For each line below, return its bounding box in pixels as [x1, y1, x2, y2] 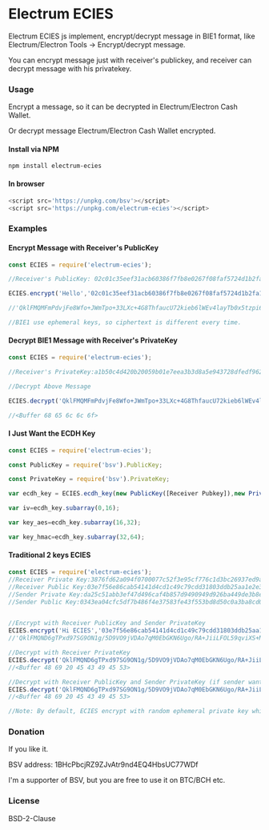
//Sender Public [8, 598, 62, 606]
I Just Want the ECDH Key [8, 429, 96, 439]
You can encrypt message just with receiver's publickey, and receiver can [8, 55, 252, 65]
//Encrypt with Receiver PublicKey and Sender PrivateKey [8, 619, 206, 628]
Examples [8, 223, 48, 235]
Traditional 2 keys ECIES [8, 550, 91, 560]
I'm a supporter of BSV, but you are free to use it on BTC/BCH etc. [8, 776, 226, 785]
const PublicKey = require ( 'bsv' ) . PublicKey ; [8, 461, 163, 469]
